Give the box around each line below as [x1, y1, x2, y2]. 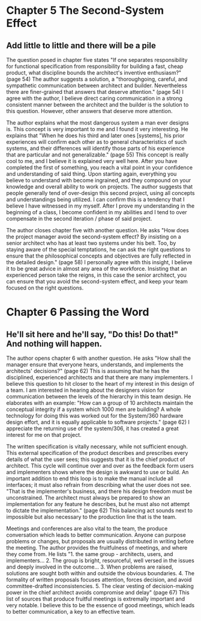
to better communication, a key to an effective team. [6, 608, 136, 615]
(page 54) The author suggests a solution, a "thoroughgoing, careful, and [6, 76, 188, 82]
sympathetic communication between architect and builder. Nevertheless [6, 82, 187, 89]
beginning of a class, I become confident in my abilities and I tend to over [6, 209, 187, 215]
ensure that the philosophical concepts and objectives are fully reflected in [6, 252, 191, 259]
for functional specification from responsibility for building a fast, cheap [6, 63, 184, 70]
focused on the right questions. [6, 284, 84, 291]
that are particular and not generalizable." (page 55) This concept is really [6, 151, 189, 158]
